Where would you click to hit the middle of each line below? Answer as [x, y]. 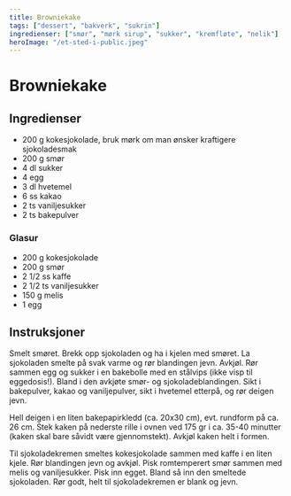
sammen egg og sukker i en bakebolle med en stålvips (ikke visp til [131, 372]
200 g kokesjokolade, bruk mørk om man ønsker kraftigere [129, 140]
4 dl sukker [42, 168]
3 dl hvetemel [47, 187]
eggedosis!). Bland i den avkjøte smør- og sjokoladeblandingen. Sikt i [135, 382]
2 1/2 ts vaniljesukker [60, 285]
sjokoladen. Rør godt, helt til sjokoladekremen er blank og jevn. [124, 482]
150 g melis [42, 295]
